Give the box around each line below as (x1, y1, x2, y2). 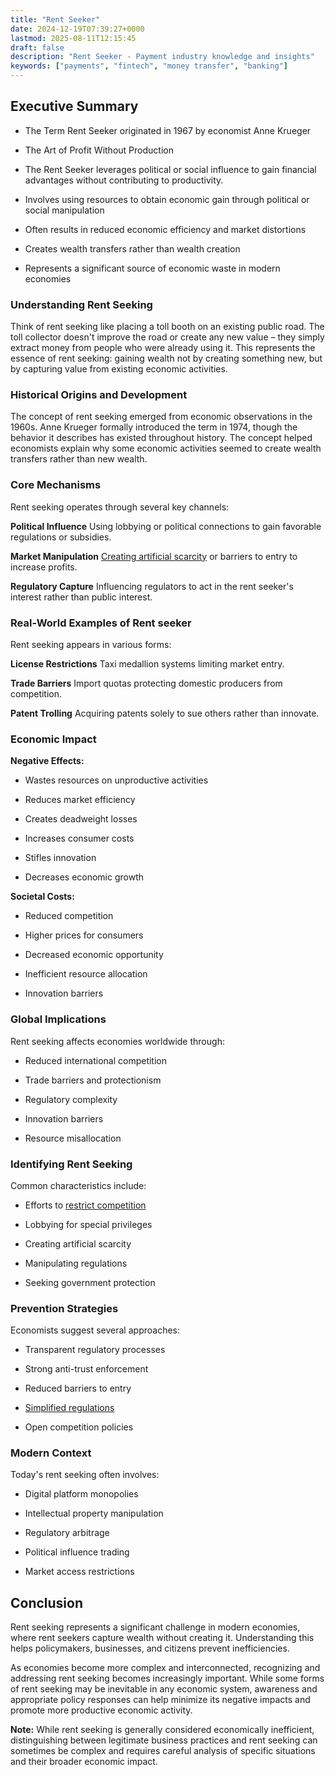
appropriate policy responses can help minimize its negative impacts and (10, 1694, 311, 1706)
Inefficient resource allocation (24, 968, 148, 980)
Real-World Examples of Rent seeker (10, 616, 192, 630)
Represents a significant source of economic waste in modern (24, 262, 281, 274)
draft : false (10, 42, 65, 53)
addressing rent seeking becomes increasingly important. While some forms (10, 1672, 325, 1685)
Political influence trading (24, 1546, 130, 1558)
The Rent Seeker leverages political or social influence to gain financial (24, 163, 317, 175)
